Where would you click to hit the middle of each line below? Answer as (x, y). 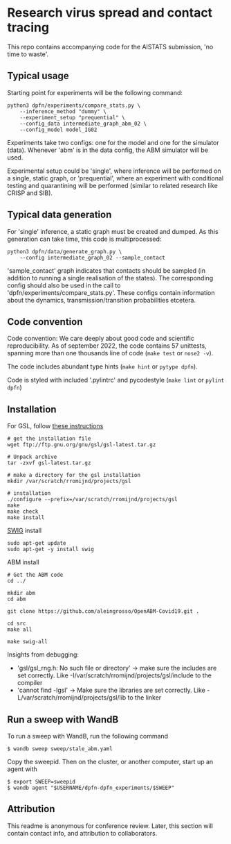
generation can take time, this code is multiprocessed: (84, 239)
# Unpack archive (32, 457)
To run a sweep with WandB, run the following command (87, 736)
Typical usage (38, 76)
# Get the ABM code (35, 575)
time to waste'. (28, 54)
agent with (22, 769)
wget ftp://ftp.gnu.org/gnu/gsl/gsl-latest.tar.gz (82, 445)
